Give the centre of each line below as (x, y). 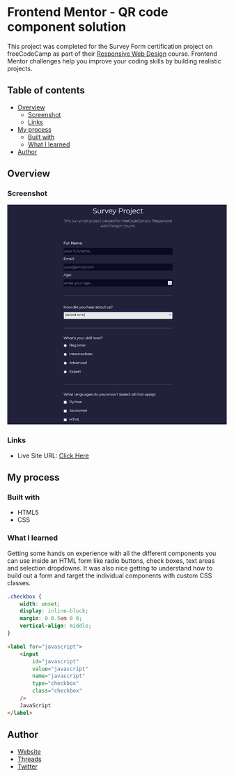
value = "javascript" (61, 669)
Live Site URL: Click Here (53, 455)
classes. (19, 582)
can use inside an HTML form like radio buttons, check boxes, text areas (111, 560)
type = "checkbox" (56, 684)
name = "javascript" (59, 676)
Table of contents (46, 90)
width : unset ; (40, 604)
